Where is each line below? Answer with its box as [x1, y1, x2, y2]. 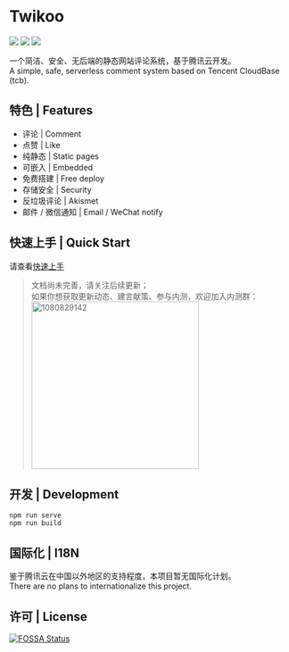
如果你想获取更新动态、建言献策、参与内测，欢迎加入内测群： [30, 290, 259, 301]
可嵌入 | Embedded [21, 162, 94, 172]
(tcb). [9, 74, 29, 86]
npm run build [9, 519, 62, 528]
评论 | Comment [21, 128, 82, 139]
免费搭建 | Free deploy [21, 172, 105, 184]
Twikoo [9, 6, 65, 27]
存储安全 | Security [21, 184, 92, 195]
